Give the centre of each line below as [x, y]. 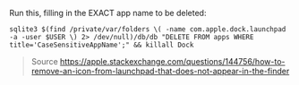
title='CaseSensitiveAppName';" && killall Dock [102, 45]
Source [44, 61]
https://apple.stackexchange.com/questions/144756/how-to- [172, 61]
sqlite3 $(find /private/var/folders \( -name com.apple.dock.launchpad [148, 30]
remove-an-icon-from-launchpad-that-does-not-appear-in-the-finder [160, 71]
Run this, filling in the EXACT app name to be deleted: [108, 13]
